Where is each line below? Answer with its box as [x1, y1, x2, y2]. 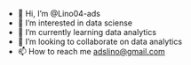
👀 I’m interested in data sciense [17, 18, 133, 28]
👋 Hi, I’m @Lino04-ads [17, 9, 100, 18]
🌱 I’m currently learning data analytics [17, 27, 157, 37]
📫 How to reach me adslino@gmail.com [17, 47, 166, 56]
